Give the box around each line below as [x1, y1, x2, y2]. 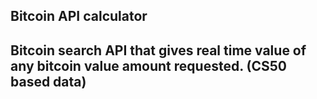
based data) [10, 73, 87, 90]
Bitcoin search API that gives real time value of [10, 42, 307, 59]
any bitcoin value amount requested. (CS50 [10, 57, 287, 74]
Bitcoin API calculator [10, 8, 148, 25]
